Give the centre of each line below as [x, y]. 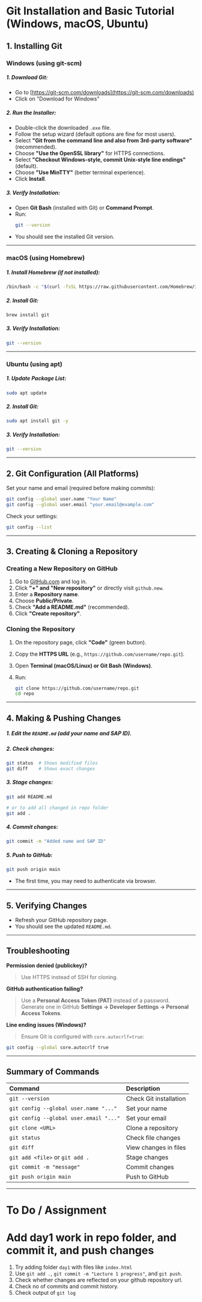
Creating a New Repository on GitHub [62, 568]
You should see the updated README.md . [63, 926]
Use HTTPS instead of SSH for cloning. [69, 977]
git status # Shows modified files [52, 763]
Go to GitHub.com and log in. [51, 582]
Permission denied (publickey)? [47, 965]
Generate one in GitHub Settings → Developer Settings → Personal [105, 1007]
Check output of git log [45, 1292]
